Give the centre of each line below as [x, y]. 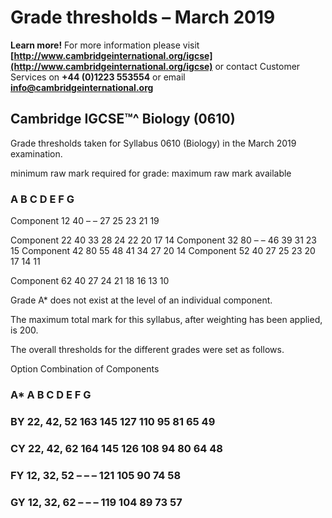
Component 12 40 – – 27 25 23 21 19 [85, 221]
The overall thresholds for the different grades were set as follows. [147, 350]
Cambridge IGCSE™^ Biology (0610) [123, 119]
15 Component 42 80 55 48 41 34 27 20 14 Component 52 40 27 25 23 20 [163, 251]
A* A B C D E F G [51, 394]
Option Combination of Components [85, 369]
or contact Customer [257, 66]
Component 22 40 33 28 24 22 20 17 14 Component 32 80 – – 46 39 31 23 [164, 240]
